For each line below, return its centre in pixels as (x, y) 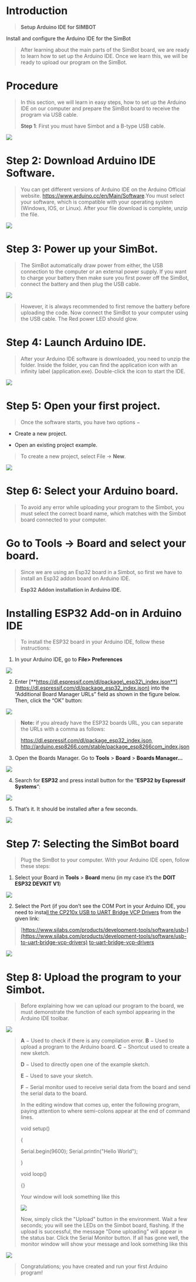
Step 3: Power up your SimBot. (82, 249)
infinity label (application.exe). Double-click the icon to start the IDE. (103, 371)
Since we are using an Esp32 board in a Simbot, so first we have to (101, 572)
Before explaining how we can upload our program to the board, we (102, 1006)
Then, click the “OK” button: (48, 701)
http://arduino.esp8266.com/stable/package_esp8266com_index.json (105, 747)
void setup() (35, 1129)
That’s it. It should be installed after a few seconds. (76, 809)
